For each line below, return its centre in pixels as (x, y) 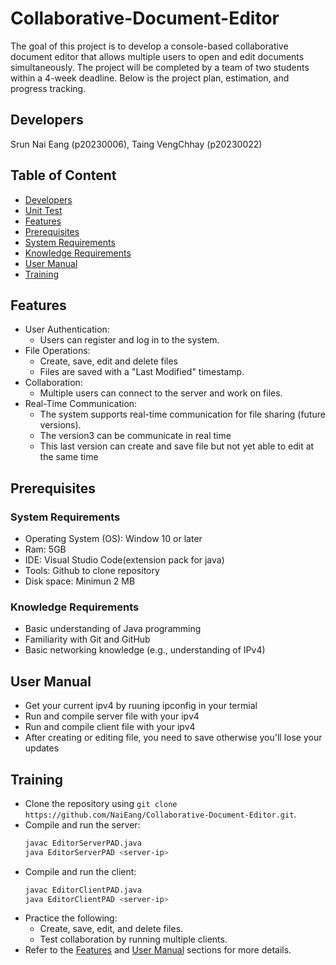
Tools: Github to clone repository (92, 571)
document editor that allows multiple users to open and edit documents (157, 56)
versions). (60, 425)
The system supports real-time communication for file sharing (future (182, 414)
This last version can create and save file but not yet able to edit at (177, 446)
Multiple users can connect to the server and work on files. (161, 393)
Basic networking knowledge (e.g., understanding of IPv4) (145, 650)
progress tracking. (48, 88)
